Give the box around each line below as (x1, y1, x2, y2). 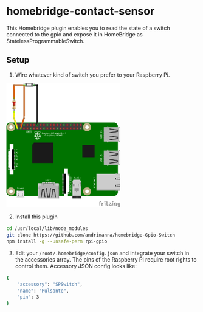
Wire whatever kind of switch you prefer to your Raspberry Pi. (15, 71, 170, 78)
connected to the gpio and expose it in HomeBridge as (6, 30, 143, 38)
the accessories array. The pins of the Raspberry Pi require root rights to (15, 255, 197, 263)
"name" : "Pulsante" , (17, 288, 69, 294)
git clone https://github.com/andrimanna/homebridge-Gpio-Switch (6, 232, 175, 238)
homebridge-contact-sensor (6, 4, 155, 18)
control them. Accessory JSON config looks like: (15, 262, 137, 269)
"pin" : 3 (17, 294, 40, 300)
